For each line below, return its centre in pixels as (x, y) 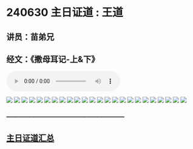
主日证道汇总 (30, 138)
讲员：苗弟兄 (30, 37)
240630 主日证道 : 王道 (65, 12)
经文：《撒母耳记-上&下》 (53, 59)
